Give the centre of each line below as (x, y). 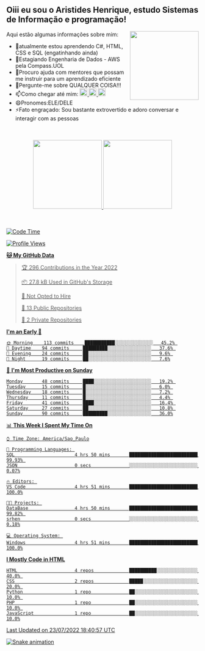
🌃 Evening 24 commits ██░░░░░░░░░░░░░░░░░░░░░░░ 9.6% (88, 353)
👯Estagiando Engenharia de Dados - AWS (67, 59)
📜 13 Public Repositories (52, 307)
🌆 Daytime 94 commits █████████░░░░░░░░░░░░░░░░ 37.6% (90, 348)
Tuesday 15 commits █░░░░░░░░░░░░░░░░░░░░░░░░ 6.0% (88, 387)
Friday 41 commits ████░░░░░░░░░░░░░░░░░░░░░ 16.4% (90, 403)
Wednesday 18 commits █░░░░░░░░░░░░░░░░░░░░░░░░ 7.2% (88, 392)
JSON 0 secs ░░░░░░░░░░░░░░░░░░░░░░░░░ (102, 465)
